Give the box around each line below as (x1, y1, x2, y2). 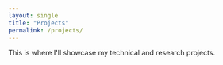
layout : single (8, 11, 59, 20)
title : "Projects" (8, 19, 69, 27)
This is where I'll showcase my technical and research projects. (8, 48, 216, 58)
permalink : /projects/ (8, 26, 83, 34)
